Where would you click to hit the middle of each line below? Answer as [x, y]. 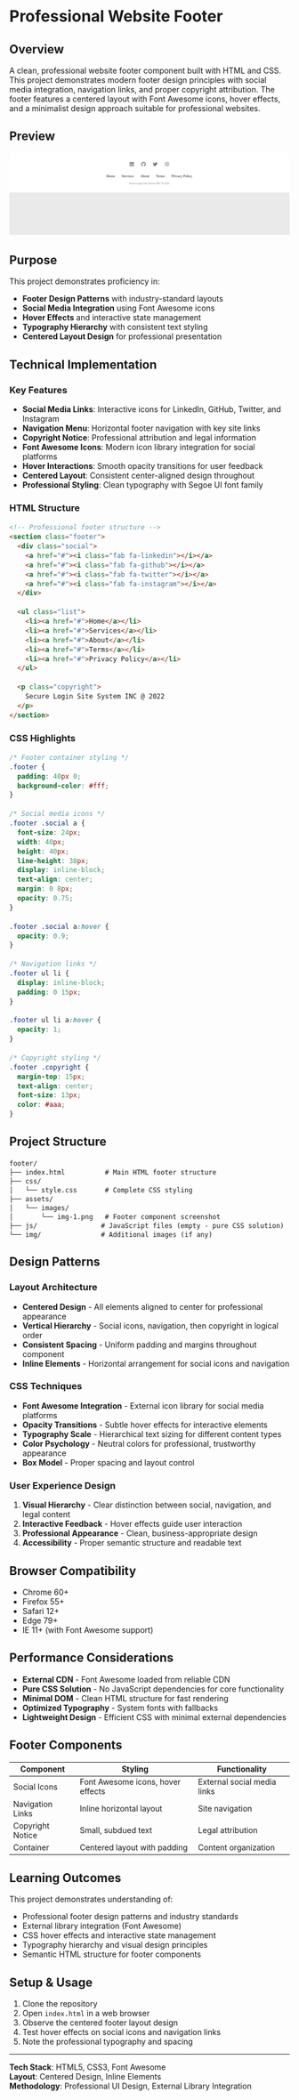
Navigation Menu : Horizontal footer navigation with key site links [141, 428]
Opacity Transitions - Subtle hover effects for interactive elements [145, 1425]
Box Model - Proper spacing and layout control [108, 1462]
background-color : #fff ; [63, 786]
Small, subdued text [116, 1830]
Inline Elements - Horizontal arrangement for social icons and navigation [156, 1363]
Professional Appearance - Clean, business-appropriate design [140, 1533]
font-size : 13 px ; [49, 1095]
